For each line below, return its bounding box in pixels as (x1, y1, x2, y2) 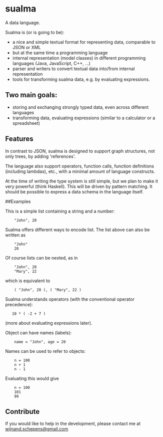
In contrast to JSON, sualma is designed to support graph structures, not (5, 148, 155, 154)
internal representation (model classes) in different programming (12, 55, 146, 61)
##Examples (5, 198, 31, 204)
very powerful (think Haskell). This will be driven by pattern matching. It (5, 183, 152, 189)
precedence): (5, 301, 33, 307)
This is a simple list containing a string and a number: (5, 208, 115, 214)
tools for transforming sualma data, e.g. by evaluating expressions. (12, 76, 150, 82)
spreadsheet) (12, 120, 40, 126)
